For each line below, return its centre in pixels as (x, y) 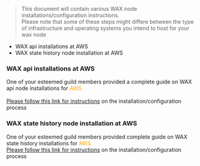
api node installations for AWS (44, 88)
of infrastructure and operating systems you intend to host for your (105, 28)
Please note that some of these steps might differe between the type (107, 22)
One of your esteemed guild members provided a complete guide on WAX (99, 82)
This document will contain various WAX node (79, 9)
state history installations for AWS (49, 143)
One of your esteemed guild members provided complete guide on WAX (97, 137)
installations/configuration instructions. (70, 15)
